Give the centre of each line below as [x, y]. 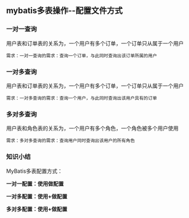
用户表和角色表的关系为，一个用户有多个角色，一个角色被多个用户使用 [92, 128]
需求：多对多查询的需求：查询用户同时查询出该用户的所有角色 [71, 141]
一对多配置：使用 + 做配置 [37, 196]
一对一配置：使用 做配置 [35, 183]
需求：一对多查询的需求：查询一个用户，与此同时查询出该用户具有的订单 [82, 98]
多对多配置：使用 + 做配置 [37, 209]
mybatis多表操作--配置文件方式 [64, 11]
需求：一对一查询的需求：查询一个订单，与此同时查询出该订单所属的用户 [82, 55]
